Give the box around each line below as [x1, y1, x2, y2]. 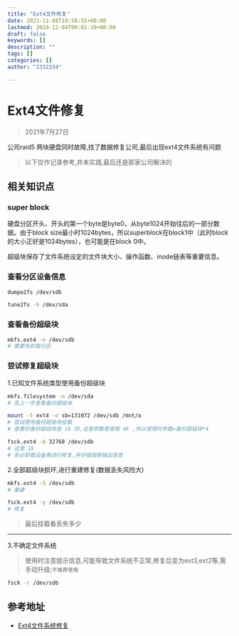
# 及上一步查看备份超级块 [7, 400, 73, 407]
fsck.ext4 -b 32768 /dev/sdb [7, 439, 94, 446]
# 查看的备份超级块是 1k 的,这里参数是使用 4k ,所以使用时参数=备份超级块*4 [7, 425, 209, 433]
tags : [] [7, 51, 33, 58]
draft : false [7, 30, 46, 38]
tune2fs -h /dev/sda [7, 301, 69, 308]
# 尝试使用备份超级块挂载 [7, 419, 73, 426]
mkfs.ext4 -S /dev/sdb [7, 479, 75, 486]
